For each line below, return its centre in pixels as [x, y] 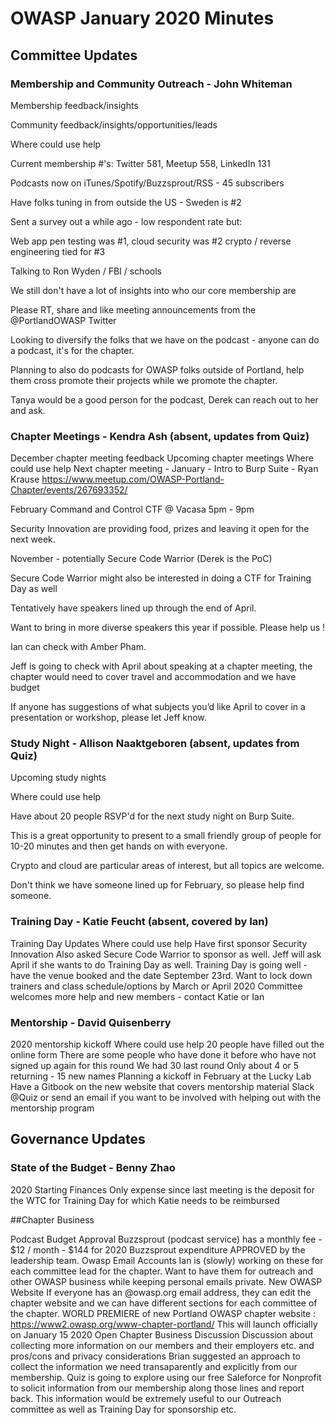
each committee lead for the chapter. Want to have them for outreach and [162, 1271]
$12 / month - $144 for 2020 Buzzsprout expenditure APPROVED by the [158, 1249]
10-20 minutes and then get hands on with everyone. [119, 846]
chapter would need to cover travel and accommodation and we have [153, 677]
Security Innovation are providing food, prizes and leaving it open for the [160, 529]
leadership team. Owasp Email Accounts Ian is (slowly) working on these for [167, 1260]
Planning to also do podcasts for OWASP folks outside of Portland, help [157, 369]
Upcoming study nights [58, 778]
